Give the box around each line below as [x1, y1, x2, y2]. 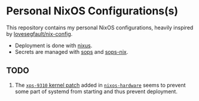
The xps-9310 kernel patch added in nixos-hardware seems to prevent [14, 81, 186, 88]
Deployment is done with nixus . [14, 42, 93, 49]
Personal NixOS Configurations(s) [6, 4, 179, 18]
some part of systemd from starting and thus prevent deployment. [14, 88, 178, 95]
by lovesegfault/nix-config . [6, 30, 73, 37]
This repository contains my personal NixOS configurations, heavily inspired [6, 24, 194, 31]
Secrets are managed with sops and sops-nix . [14, 48, 128, 55]
